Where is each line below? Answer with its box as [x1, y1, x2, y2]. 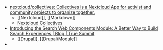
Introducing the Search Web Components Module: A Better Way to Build [9, 25, 158, 31]
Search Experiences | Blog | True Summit [9, 31, 95, 36]
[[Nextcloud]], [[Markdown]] [17, 15, 76, 20]
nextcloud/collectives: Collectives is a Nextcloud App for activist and [9, 4, 151, 10]
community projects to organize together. [9, 9, 95, 15]
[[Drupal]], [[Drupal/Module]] [17, 36, 77, 42]
